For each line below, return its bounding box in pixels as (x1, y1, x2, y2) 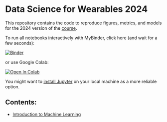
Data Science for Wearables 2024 (5, 3, 148, 15)
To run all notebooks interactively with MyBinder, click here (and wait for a (5, 35, 158, 41)
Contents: (5, 98, 37, 107)
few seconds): (5, 40, 35, 46)
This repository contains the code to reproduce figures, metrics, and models (5, 20, 162, 26)
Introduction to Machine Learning (12, 111, 81, 117)
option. (5, 83, 20, 90)
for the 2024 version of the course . (5, 25, 77, 31)
